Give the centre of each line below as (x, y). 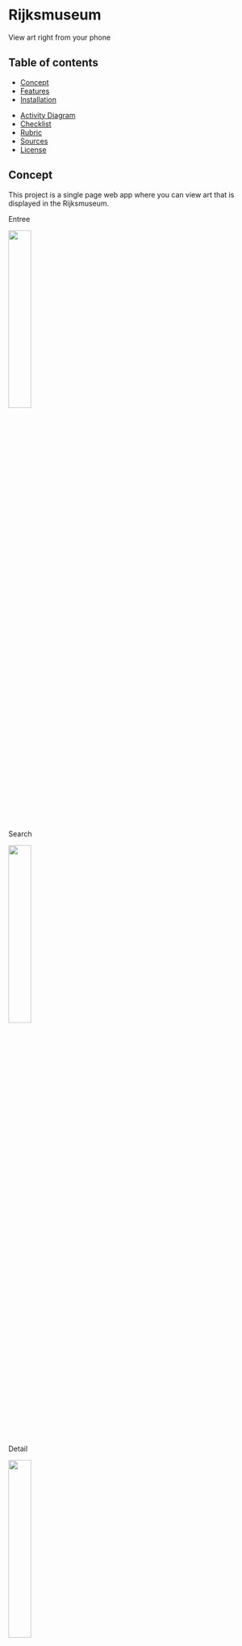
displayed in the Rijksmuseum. (59, 203)
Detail (18, 1448)
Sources (34, 141)
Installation (38, 100)
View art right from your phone (60, 37)
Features (35, 91)
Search (20, 834)
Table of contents (53, 63)
